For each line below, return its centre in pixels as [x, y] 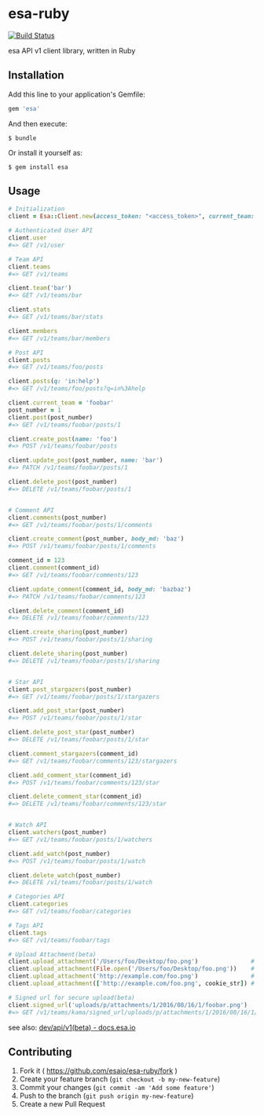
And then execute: [38, 123]
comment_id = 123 [37, 561]
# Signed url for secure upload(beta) [71, 997]
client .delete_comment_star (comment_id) [75, 797]
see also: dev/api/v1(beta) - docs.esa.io [72, 1027]
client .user [27, 238]
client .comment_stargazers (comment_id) [73, 754]
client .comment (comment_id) [54, 568]
